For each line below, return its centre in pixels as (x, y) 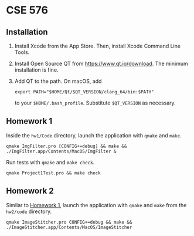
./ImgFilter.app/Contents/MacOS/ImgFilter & (61, 151)
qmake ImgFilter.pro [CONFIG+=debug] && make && (67, 146)
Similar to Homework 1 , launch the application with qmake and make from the (96, 205)
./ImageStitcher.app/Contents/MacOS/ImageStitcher (69, 227)
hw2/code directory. (29, 211)
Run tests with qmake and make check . (50, 162)
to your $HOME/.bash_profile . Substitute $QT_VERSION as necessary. (95, 103)
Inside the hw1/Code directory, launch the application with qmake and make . (94, 135)
